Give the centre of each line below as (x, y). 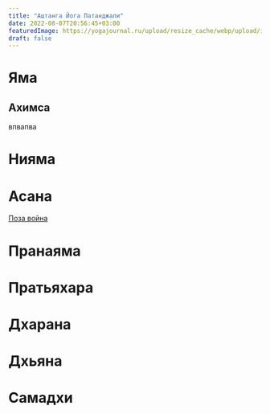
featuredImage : (34, 31)
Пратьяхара (51, 287)
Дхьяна (35, 361)
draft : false (30, 38)
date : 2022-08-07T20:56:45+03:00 (64, 23)
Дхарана (40, 324)
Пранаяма (45, 251)
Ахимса (29, 107)
